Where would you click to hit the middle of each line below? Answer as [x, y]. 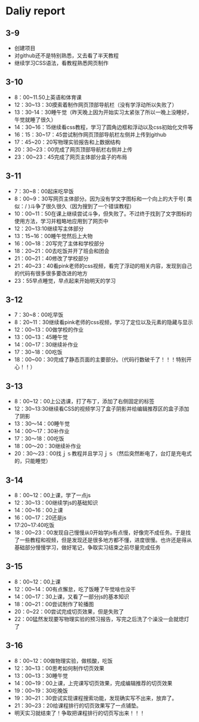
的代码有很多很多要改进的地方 [51, 273]
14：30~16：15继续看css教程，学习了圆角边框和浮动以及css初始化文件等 [104, 127]
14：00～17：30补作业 [42, 431]
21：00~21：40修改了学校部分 [51, 258]
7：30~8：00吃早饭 [39, 315]
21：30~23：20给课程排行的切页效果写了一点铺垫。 [78, 705]
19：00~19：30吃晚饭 [41, 690]
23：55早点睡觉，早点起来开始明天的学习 [65, 280]
